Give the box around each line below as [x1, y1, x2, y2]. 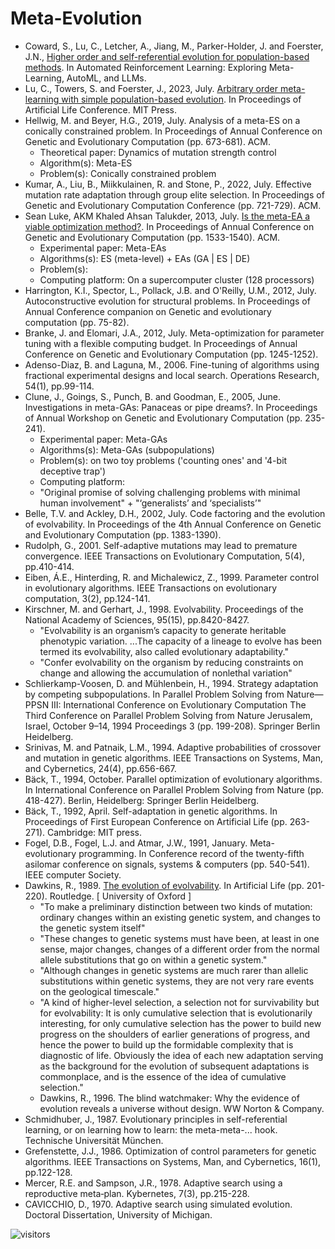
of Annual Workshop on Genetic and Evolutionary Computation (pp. [24, 412, 303, 424]
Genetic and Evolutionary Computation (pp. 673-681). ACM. [24, 135, 271, 147]
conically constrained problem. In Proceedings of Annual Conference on [24, 125, 323, 137]
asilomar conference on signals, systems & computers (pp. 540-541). [24, 858, 310, 870]
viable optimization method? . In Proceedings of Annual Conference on [24, 220, 315, 232]
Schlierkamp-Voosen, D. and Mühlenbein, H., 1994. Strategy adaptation [24, 677, 319, 689]
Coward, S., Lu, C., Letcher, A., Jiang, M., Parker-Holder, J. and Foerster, [24, 40, 324, 52]
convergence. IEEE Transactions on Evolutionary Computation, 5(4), [24, 550, 305, 562]
